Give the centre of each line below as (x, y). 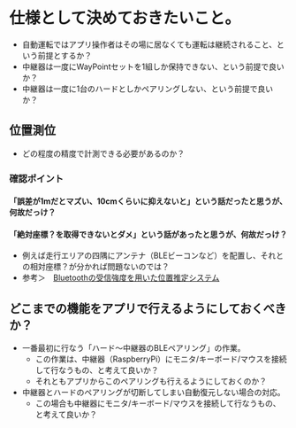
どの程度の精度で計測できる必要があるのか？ (103, 153)
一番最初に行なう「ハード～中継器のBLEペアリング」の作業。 (133, 348)
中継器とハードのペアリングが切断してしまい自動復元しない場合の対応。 (153, 393)
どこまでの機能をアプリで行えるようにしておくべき (148, 308)
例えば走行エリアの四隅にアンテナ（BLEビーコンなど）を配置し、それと (153, 256)
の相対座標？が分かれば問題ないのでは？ (95, 267)
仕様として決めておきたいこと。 (125, 18)
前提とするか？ (65, 55)
